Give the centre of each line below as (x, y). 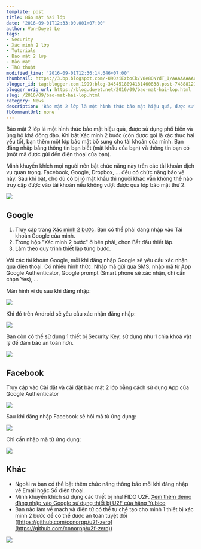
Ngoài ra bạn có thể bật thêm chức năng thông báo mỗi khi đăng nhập (101, 484)
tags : (13, 34)
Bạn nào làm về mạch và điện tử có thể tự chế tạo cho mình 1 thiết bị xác (104, 509)
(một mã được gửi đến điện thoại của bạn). (59, 154)
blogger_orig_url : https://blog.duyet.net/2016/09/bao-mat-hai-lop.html (99, 90)
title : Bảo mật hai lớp (36, 17)
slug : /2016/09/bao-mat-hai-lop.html (53, 95)
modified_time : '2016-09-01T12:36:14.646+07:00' (68, 73)
